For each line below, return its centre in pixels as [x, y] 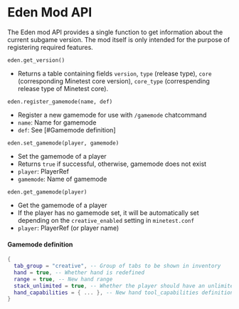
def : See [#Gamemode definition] [67, 130]
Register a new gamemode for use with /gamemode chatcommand [112, 115]
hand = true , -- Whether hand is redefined [79, 272]
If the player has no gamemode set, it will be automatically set [108, 213]
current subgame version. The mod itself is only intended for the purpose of [118, 39]
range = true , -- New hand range [63, 279]
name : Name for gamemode [57, 122]
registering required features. [51, 47]
